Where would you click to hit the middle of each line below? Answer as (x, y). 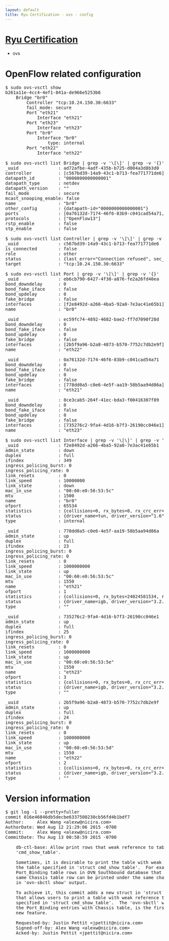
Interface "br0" (57, 138)
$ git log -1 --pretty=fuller (43, 812)
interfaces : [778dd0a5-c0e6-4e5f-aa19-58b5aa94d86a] (85, 385)
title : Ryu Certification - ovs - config (49, 15)
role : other (41, 254)
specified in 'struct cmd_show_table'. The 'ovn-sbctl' (88, 903)
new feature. (32, 913)
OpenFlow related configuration (73, 74)
